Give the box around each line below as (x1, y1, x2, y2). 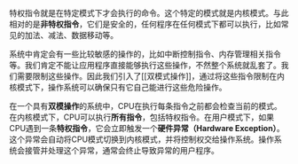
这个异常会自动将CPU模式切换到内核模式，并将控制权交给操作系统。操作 (9, 134, 275, 144)
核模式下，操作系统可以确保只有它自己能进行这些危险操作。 (9, 82, 227, 92)
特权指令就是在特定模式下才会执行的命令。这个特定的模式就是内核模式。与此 (9, 8, 289, 18)
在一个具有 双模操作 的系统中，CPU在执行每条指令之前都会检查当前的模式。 (9, 101, 282, 111)
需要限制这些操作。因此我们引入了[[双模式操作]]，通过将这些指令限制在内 (16, 71, 286, 82)
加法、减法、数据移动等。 (24, 30, 118, 40)
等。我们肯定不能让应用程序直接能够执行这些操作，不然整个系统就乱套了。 (9, 60, 281, 70)
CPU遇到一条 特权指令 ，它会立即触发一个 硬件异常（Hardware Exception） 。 (9, 123, 286, 133)
